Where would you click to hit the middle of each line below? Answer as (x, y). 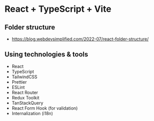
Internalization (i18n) (32, 113)
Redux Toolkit (26, 97)
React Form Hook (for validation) (45, 108)
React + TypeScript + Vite (58, 9)
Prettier (19, 82)
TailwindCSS (25, 77)
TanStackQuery (27, 103)
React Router (25, 92)
